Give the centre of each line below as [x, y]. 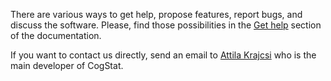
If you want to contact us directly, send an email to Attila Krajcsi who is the [163, 55]
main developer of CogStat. [67, 65]
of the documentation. [56, 35]
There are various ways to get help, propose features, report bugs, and [156, 14]
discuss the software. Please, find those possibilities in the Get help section [166, 25]
